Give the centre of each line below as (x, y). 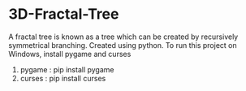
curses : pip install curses (63, 78)
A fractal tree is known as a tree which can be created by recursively (123, 37)
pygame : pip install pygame (67, 69)
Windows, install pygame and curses (70, 54)
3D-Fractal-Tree (64, 14)
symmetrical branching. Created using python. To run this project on (123, 45)
